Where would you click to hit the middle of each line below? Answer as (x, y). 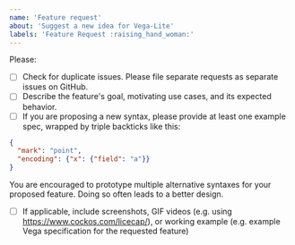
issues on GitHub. (55, 87)
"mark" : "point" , (50, 151)
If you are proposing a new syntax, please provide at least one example (154, 116)
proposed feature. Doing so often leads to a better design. (117, 194)
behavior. (39, 106)
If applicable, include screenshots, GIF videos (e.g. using (127, 212)
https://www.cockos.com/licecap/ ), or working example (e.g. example (151, 222)
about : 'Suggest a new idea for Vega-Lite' (92, 26)
